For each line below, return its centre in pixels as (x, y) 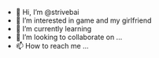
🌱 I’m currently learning (54, 29)
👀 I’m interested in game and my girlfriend (83, 20)
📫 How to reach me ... (52, 46)
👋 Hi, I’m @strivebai (48, 12)
